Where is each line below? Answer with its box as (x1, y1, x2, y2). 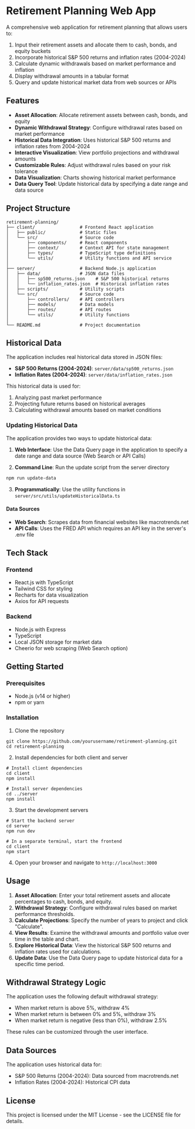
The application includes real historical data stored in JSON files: (6, 354, 163, 361)
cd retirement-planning (6, 743, 65, 750)
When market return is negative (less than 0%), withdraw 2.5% (14, 1017, 167, 1024)
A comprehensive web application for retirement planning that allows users (6, 24, 188, 31)
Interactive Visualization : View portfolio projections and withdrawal (14, 149, 179, 156)
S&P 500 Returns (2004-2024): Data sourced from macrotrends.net (14, 1073, 179, 1080)
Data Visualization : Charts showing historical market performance (14, 174, 176, 181)
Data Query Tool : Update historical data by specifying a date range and (14, 180, 188, 187)
